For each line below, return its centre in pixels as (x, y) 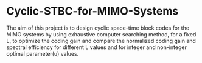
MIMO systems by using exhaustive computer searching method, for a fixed (101, 34)
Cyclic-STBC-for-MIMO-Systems (92, 11)
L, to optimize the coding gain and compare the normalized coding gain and (101, 41)
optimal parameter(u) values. (43, 53)
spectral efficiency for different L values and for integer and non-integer (96, 47)
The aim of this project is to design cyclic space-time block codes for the (98, 28)
